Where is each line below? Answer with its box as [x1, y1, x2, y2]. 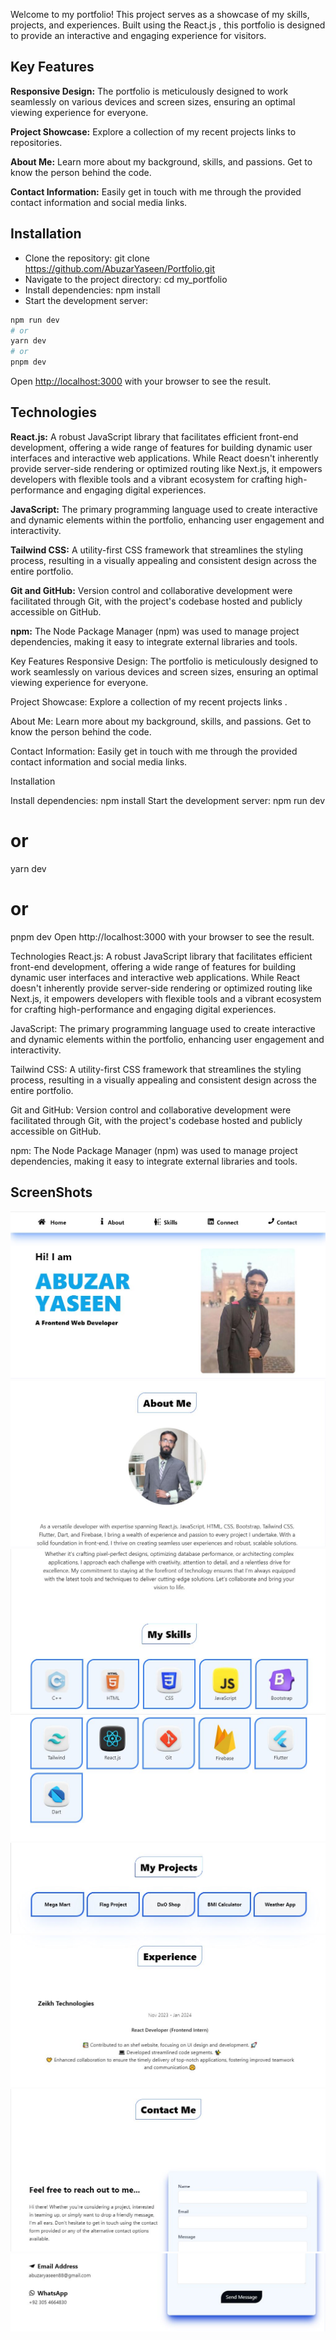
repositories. [10, 136, 63, 148]
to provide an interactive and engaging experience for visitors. [10, 30, 267, 41]
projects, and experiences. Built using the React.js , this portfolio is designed [10, 19, 326, 31]
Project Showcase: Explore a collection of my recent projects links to [10, 125, 297, 138]
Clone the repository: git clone [24, 252, 150, 264]
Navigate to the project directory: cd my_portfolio [24, 273, 228, 285]
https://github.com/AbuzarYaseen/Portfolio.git [24, 262, 216, 274]
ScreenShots [10, 1184, 93, 1201]
